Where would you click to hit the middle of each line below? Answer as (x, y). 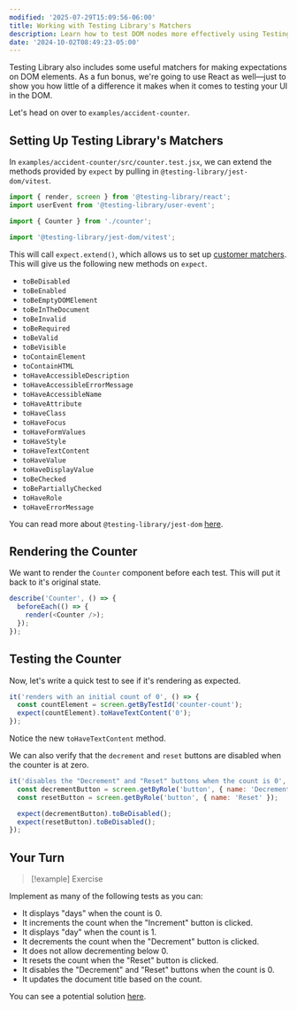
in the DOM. (31, 96)
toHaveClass (44, 413)
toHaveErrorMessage (58, 507)
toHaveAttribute (52, 404)
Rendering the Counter (73, 552)
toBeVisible (44, 347)
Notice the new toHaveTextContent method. (88, 738)
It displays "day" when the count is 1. (89, 932)
